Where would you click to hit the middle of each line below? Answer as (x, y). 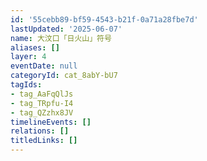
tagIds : (26, 85)
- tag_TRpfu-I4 (42, 103)
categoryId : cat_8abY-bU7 (64, 76)
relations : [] (40, 131)
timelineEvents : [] (51, 122)
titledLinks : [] (44, 141)
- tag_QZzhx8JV (42, 112)
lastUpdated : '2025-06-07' (66, 29)
